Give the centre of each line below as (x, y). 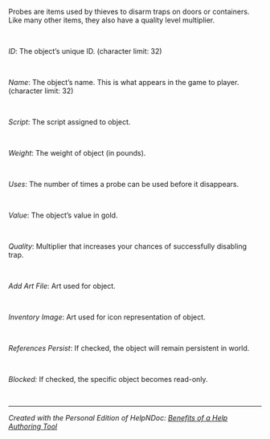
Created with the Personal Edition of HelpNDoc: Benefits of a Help (118, 418)
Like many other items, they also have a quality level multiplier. (112, 20)
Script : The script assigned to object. (70, 122)
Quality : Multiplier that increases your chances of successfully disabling (128, 246)
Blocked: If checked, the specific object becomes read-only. (108, 380)
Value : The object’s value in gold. (63, 215)
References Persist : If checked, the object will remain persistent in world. (129, 348)
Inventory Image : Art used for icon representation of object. (107, 317)
